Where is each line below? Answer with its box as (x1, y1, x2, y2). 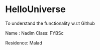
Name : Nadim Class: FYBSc (5, 30, 64, 36)
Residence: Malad (5, 39, 43, 46)
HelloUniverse (5, 4, 66, 15)
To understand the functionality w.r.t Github (5, 20, 95, 26)
